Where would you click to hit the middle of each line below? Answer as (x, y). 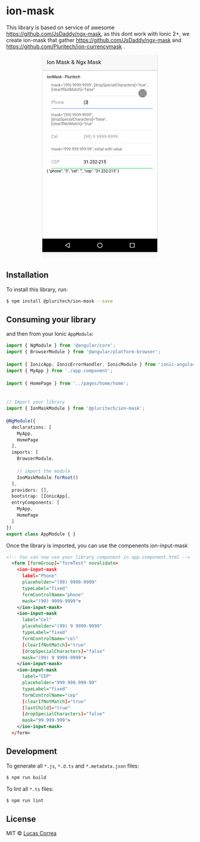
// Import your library (36, 402)
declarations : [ (32, 427)
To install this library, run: (37, 289)
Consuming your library (51, 320)
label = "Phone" (40, 576)
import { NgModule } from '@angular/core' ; (61, 346)
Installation (27, 275)
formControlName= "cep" (50, 695)
